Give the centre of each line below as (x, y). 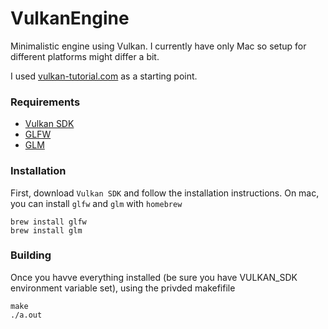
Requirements (45, 102)
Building (31, 255)
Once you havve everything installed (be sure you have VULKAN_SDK (154, 277)
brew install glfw (48, 222)
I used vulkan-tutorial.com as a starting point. (104, 76)
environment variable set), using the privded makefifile (123, 288)
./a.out (26, 315)
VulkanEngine (70, 18)
